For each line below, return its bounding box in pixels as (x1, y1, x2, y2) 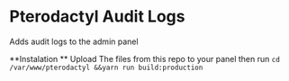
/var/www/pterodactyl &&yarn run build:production (9, 63, 203, 72)
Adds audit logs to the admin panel (9, 36, 139, 47)
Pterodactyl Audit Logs (9, 6, 185, 27)
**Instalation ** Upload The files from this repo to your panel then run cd (9, 53, 281, 64)
